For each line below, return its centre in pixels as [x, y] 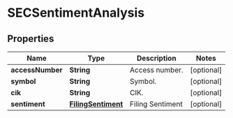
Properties [31, 39]
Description [156, 58]
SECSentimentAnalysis [76, 13]
